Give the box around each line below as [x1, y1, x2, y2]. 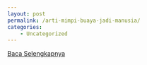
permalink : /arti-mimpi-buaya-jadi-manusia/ [7, 17, 141, 24]
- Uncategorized [20, 30, 69, 37]
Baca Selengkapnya [7, 49, 66, 58]
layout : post [7, 10, 46, 18]
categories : [7, 23, 42, 30]
